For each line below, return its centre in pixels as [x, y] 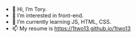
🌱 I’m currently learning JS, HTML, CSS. [62, 22]
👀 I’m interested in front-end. [48, 15]
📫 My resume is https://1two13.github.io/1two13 [71, 28]
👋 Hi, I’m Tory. [29, 9]
